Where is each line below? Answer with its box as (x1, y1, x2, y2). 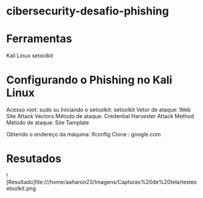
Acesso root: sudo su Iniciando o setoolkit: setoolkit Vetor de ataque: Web (6, 106, 191, 113)
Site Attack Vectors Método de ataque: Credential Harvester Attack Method (6, 113, 195, 120)
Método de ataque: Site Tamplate (6, 119, 90, 127)
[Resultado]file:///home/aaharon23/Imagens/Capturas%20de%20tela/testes (6, 179, 197, 185)
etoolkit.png (6, 185, 36, 192)
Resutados (6, 152, 62, 166)
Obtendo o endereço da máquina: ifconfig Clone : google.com (6, 131, 161, 138)
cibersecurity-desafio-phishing (6, 4, 169, 18)
